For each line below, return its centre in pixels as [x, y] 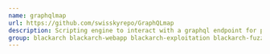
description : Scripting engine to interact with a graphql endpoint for [133, 30]
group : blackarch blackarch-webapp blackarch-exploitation [109, 38]
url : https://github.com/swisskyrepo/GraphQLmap [91, 23]
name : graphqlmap [37, 15]
